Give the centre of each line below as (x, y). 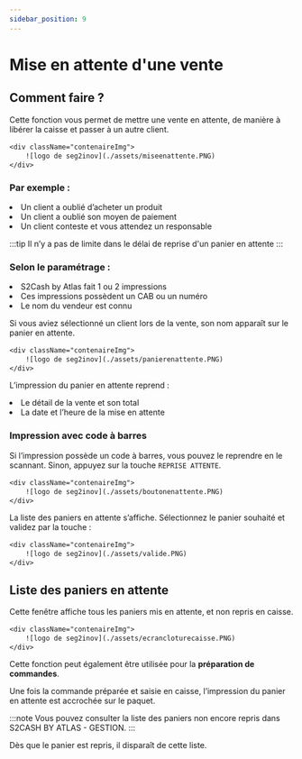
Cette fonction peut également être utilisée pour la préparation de (132, 664)
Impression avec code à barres (78, 435)
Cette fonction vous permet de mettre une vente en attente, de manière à (145, 119)
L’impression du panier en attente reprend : (89, 385)
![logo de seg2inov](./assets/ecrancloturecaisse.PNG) (131, 639)
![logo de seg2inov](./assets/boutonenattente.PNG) (124, 491)
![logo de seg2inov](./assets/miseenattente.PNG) (121, 156)
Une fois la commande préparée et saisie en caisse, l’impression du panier (147, 691)
